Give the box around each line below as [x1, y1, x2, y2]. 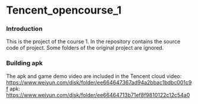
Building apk [6, 59, 43, 67]
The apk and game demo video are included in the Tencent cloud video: [6, 72, 182, 80]
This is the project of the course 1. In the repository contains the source [6, 38, 181, 45]
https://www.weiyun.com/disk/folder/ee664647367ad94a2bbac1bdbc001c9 [6, 79, 192, 86]
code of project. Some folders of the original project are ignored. [6, 44, 164, 51]
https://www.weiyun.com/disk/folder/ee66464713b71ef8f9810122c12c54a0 [6, 91, 190, 98]
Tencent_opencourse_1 [6, 4, 122, 17]
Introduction [6, 25, 43, 33]
